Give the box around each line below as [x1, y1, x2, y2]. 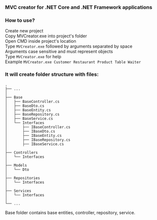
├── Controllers [5, 150, 38, 155]
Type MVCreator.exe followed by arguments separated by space [5, 43, 133, 50]
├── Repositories [5, 175, 40, 181]
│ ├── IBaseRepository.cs [5, 137, 70, 142]
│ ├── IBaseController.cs [5, 124, 70, 130]
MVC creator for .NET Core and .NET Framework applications [5, 4, 153, 11]
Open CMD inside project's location [5, 38, 76, 44]
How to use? [5, 17, 35, 23]
